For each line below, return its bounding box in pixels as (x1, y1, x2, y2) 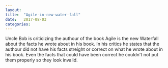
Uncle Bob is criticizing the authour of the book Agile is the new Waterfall (5, 36, 159, 42)
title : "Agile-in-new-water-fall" (5, 12, 81, 17)
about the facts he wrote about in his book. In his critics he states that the (5, 41, 159, 47)
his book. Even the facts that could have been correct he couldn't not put (5, 52, 159, 58)
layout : (5, 7, 22, 13)
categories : (5, 21, 31, 27)
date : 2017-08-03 (5, 17, 47, 22)
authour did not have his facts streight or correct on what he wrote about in (5, 46, 163, 52)
